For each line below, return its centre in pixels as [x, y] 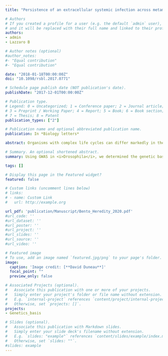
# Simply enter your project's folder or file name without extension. [84, 294]
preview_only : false [31, 276]
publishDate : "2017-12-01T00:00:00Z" [44, 93]
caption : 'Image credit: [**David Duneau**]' [58, 267]
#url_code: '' [20, 216]
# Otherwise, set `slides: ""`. [41, 341]
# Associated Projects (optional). [42, 285]
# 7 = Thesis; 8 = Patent [32, 116]
